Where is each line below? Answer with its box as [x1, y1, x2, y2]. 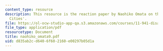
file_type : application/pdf [5, 25, 62, 30]
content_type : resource [5, 7, 53, 12]
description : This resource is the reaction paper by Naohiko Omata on [5, 12, 153, 17]
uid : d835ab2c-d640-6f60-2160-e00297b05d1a [5, 39, 95, 44]
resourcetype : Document [5, 30, 53, 34]
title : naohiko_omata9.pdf [5, 34, 60, 39]
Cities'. [9, 16, 27, 21]
